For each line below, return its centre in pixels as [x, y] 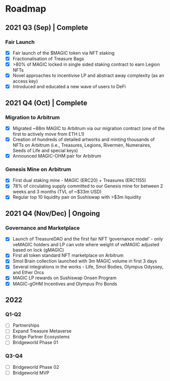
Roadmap [26, 9]
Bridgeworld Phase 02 [36, 367]
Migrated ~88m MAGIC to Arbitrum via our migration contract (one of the [89, 128]
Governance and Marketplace [42, 227]
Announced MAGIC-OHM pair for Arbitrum [57, 156]
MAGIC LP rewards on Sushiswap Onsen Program [65, 278]
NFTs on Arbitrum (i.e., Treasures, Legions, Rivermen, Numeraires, [82, 145]
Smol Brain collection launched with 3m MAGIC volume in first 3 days [85, 261]
